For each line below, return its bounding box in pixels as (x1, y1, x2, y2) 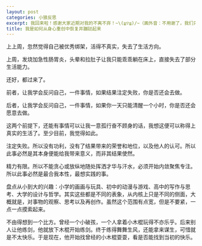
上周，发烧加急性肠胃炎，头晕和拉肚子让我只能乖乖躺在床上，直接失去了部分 (6, 55, 196, 63)
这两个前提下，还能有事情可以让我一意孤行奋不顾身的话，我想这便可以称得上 (6, 122, 196, 130)
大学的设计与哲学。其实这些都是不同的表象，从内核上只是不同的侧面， (16, 191, 191, 198)
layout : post (6, 8, 39, 15)
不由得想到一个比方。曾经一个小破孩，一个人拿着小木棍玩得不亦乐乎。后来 (6, 218, 191, 226)
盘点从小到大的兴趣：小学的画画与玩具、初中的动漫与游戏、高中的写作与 (6, 183, 185, 191)
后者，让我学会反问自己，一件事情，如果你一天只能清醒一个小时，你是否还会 (6, 102, 196, 109)
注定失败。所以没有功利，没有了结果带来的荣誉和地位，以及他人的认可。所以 (6, 142, 196, 150)
